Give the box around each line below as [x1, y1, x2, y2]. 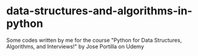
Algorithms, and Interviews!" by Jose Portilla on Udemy [6, 43, 144, 50]
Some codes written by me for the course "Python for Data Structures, [6, 36, 182, 43]
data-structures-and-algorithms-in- [6, 4, 193, 18]
